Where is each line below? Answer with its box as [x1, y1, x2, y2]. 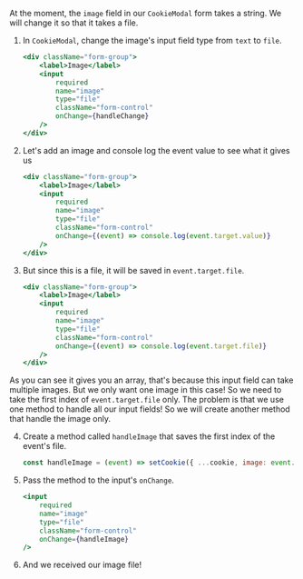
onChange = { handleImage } [39, 534, 129, 544]
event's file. [22, 441, 66, 452]
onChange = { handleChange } [55, 112, 150, 121]
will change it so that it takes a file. [9, 17, 139, 28]
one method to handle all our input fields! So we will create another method [9, 404, 290, 414]
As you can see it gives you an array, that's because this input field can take [9, 374, 294, 385]
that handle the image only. [9, 414, 112, 424]
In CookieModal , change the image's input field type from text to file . [22, 35, 283, 45]
